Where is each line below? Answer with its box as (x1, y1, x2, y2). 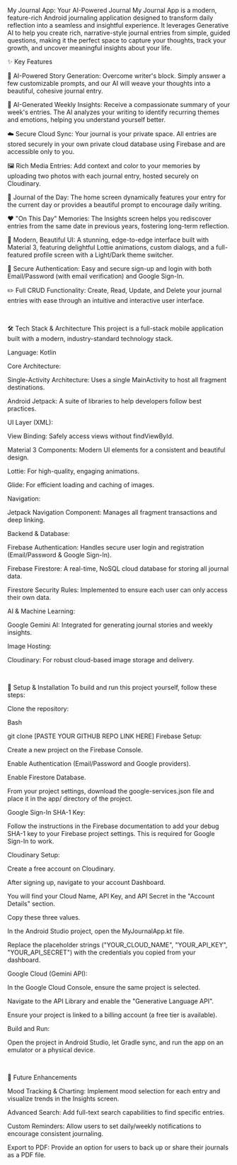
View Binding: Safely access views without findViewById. (7, 432, 174, 440)
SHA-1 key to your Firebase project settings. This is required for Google (7, 830, 215, 837)
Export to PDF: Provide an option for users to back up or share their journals (7, 1143, 229, 1152)
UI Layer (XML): (7, 418, 54, 426)
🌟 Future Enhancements (7, 1074, 77, 1081)
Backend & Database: (7, 530, 70, 537)
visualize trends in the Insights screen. (7, 1095, 120, 1103)
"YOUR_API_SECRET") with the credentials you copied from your (7, 948, 196, 957)
